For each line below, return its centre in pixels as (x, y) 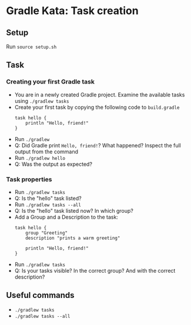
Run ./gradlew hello (40, 158)
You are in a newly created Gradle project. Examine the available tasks (100, 95)
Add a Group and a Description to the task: (66, 217)
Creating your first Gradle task (51, 82)
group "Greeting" (46, 233)
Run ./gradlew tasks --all (48, 205)
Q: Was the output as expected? (53, 164)
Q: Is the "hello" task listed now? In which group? (74, 210)
